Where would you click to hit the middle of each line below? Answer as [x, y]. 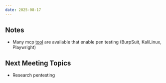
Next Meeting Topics [38, 63]
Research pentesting [34, 75]
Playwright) [24, 47]
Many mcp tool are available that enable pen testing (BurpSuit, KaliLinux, [87, 42]
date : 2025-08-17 [23, 10]
